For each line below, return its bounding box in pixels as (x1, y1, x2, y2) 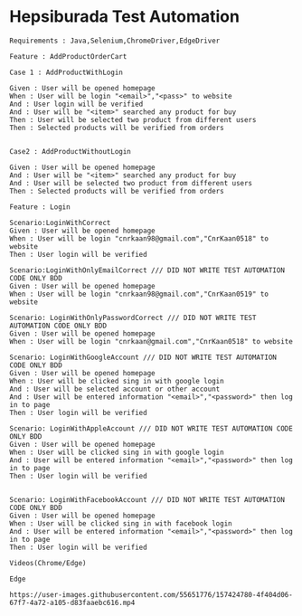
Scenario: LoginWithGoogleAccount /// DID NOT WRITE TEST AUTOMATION (9, 353, 278, 362)
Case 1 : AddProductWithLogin (9, 68, 124, 77)
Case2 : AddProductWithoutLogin (9, 147, 131, 156)
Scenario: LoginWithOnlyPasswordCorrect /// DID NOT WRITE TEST (9, 313, 257, 322)
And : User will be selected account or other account (9, 384, 221, 393)
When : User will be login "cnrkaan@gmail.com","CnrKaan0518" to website (9, 336, 294, 346)
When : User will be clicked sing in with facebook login (9, 518, 232, 528)
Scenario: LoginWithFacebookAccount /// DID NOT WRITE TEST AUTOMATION (9, 495, 285, 504)
